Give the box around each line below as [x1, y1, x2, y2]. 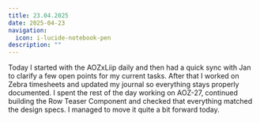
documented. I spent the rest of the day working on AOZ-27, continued [8, 88, 239, 97]
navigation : [8, 26, 47, 34]
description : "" [8, 41, 62, 49]
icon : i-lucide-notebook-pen [15, 33, 111, 42]
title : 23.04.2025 [8, 11, 69, 20]
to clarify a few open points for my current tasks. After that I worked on [8, 71, 239, 81]
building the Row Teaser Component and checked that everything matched [8, 97, 253, 106]
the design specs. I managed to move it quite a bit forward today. [8, 105, 220, 115]
